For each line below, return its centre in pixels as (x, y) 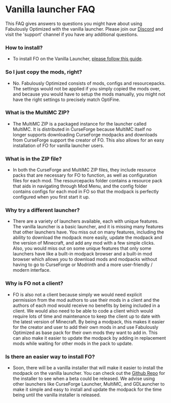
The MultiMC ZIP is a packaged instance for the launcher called (80, 124)
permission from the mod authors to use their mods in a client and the (86, 300)
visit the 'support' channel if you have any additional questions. (72, 34)
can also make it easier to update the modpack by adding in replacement (89, 338)
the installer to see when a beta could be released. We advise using (84, 378)
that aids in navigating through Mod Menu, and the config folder (80, 186)
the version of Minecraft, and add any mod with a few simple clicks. (84, 243)
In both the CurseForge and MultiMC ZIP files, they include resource (84, 170)
